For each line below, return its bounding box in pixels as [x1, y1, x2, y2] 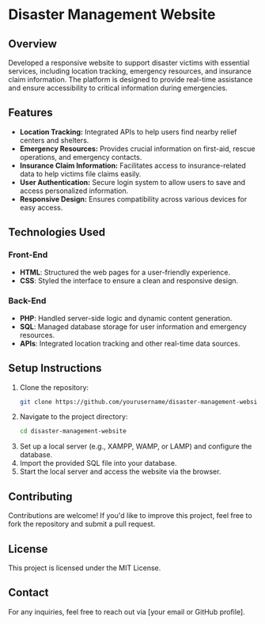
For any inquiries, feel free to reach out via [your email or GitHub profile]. [8, 607, 245, 616]
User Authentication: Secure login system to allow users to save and [19, 177, 246, 187]
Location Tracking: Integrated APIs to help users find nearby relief [19, 127, 237, 136]
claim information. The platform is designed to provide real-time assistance [8, 75, 253, 84]
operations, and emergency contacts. [19, 152, 142, 161]
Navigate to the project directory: [19, 412, 128, 422]
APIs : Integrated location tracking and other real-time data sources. [19, 338, 240, 348]
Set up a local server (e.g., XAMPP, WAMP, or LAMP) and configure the [19, 441, 252, 452]
